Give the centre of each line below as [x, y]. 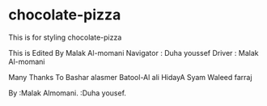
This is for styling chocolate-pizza [65, 37]
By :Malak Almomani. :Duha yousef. [68, 93]
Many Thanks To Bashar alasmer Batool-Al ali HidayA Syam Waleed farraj [130, 77]
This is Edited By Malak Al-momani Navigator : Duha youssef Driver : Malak [133, 53]
